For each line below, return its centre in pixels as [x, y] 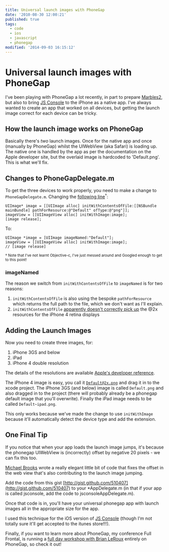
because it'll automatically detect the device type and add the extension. [81, 419]
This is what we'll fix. [27, 162]
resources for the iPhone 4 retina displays [56, 315]
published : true [22, 19]
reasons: [14, 289]
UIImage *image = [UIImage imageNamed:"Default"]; [60, 237]
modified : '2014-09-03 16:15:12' [40, 47]
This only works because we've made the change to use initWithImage [79, 413]
